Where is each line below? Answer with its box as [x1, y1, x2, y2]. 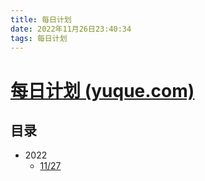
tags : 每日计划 [10, 33, 68, 43]
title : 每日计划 [10, 14, 72, 25]
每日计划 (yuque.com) [10, 79, 195, 102]
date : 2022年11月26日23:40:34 [10, 24, 132, 34]
